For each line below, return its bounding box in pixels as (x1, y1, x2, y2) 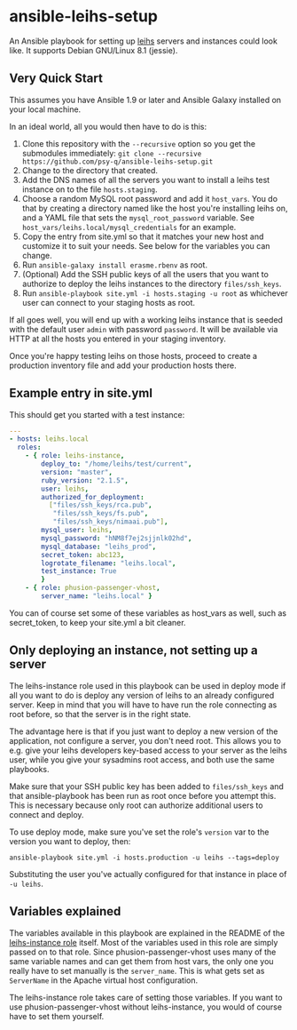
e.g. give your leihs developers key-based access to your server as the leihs (9, 745, 288, 755)
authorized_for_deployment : (41, 492, 145, 501)
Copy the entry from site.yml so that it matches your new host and (21, 231, 264, 242)
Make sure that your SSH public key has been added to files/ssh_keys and (9, 780, 284, 792)
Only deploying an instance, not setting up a (9, 643, 259, 659)
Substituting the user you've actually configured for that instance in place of (9, 868, 287, 879)
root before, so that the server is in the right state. (9, 708, 191, 719)
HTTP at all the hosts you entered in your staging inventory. (9, 333, 226, 344)
